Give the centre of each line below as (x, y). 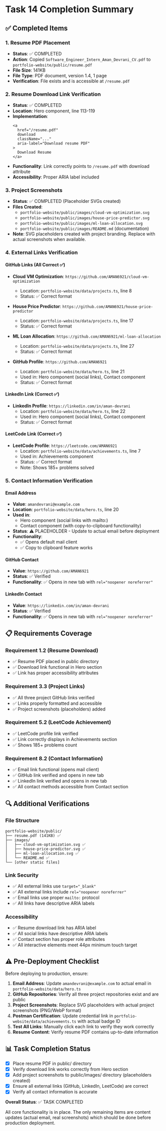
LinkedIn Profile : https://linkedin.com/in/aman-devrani (71, 406)
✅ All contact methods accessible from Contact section (70, 787)
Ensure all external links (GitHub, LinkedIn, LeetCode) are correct (80, 1086)
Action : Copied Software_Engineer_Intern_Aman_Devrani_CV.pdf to (81, 59)
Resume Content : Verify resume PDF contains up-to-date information (85, 1032)
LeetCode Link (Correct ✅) (34, 434)
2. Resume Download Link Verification (53, 94)
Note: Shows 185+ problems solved (57, 467)
